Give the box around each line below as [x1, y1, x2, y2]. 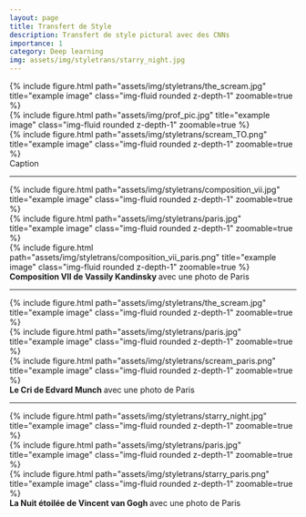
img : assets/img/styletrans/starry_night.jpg [9, 56, 185, 65]
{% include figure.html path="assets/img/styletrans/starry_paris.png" [9, 469, 270, 479]
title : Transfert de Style [9, 22, 112, 31]
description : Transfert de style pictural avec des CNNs [9, 30, 230, 39]
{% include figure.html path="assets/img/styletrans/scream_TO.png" [9, 129, 268, 139]
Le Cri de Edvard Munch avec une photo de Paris [9, 384, 196, 395]
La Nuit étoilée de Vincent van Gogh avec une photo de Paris [9, 498, 241, 508]
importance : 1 [9, 38, 64, 48]
